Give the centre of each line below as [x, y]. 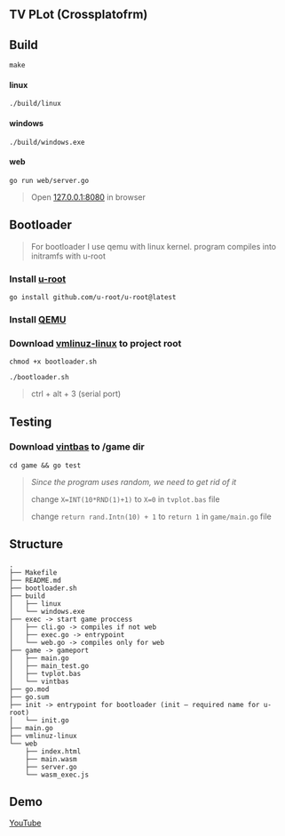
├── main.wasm [51, 759]
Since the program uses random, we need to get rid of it [134, 482]
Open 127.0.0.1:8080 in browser [88, 197]
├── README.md [36, 580]
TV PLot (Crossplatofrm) [79, 15]
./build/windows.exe [47, 142]
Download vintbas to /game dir [77, 447]
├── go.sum [29, 697]
